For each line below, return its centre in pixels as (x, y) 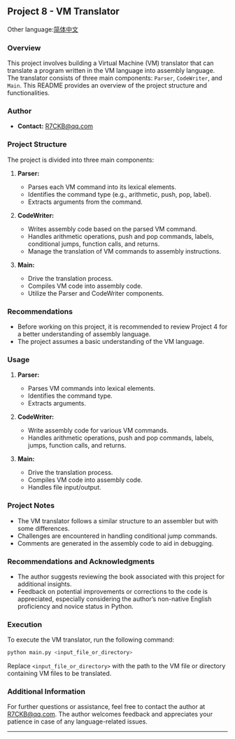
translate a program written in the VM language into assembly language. (111, 71)
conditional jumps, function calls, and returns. (94, 244)
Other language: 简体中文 (43, 29)
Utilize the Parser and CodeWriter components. (96, 293)
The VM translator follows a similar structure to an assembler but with (117, 520)
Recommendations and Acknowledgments (81, 561)
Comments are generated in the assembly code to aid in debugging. (115, 543)
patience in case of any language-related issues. (78, 721)
